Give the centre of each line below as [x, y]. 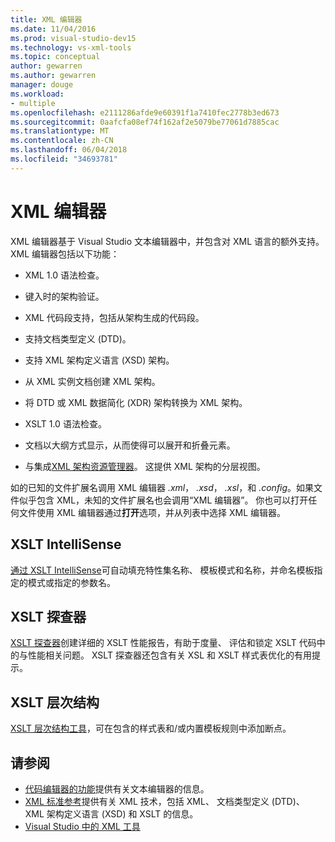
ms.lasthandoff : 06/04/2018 [69, 150]
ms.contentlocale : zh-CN [62, 141]
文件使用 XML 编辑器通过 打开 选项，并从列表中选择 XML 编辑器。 [152, 512]
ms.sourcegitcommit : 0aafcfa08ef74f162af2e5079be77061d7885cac [145, 122]
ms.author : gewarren [53, 76]
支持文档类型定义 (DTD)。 [78, 338]
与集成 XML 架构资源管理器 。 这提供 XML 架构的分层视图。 [145, 466]
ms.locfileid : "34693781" [64, 159]
